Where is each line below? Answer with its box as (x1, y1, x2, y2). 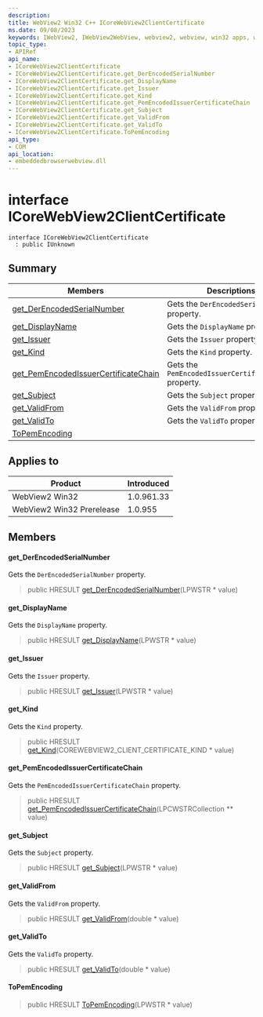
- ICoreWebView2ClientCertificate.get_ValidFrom (8, 114, 170, 122)
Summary (8, 262, 57, 275)
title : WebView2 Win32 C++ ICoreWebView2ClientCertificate (8, 19, 205, 27)
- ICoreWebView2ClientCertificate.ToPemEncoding (8, 128, 170, 136)
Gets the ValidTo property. (8, 949, 94, 958)
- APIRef (8, 48, 37, 56)
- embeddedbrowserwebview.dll (8, 158, 107, 166)
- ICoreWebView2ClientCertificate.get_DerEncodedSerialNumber (8, 70, 215, 78)
